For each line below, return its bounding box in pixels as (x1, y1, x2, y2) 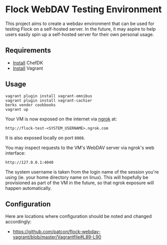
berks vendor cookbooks (5, 102, 56, 108)
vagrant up (5, 107, 29, 112)
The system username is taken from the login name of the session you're (5, 168, 159, 175)
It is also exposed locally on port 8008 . (5, 134, 85, 141)
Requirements (5, 46, 51, 55)
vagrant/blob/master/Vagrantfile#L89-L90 (12, 234, 102, 240)
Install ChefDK (12, 60, 43, 66)
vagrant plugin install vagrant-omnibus (5, 93, 93, 99)
